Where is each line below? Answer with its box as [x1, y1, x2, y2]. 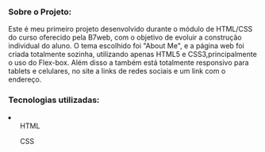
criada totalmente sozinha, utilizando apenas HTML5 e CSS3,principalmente [8, 50, 258, 59]
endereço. [8, 74, 42, 85]
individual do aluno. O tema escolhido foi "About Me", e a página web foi [8, 41, 244, 51]
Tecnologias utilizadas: [8, 94, 100, 105]
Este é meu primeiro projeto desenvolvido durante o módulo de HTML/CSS [8, 25, 253, 34]
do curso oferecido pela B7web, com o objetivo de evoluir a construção [8, 32, 242, 42]
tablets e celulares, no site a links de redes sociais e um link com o [8, 66, 226, 76]
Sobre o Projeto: [8, 6, 72, 17]
